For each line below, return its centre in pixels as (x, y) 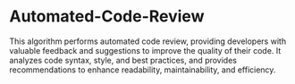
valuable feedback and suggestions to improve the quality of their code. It (145, 50)
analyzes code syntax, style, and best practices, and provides (123, 60)
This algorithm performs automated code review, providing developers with (148, 41)
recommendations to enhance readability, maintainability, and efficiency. (143, 70)
